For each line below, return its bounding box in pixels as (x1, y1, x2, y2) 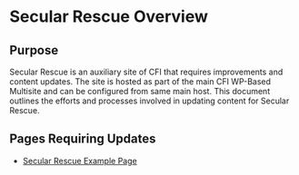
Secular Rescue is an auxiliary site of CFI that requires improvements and (9, 66, 284, 77)
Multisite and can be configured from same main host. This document (9, 86, 271, 96)
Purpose (9, 43, 59, 58)
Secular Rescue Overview (9, 6, 209, 27)
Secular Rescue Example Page (22, 155, 138, 166)
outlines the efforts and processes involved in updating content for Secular (9, 95, 290, 106)
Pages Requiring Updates (9, 131, 156, 147)
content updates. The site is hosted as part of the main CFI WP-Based (9, 76, 271, 87)
